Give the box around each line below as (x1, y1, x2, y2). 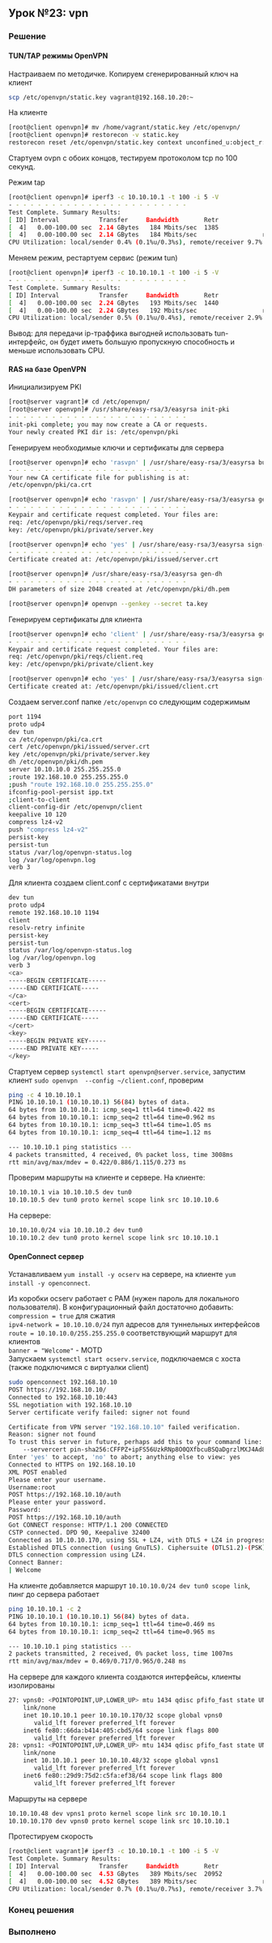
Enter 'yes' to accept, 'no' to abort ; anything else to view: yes (8, 1454, 241, 1462)
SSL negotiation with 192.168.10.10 (8, 1401, 132, 1409)
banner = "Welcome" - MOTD (8, 1345, 103, 1356)
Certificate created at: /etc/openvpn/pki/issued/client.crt (8, 682, 219, 691)
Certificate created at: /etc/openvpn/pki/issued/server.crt (8, 555, 219, 564)
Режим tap (8, 177, 46, 187)
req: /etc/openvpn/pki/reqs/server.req (8, 518, 143, 526)
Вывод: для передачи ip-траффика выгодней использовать (8, 328, 213, 339)
